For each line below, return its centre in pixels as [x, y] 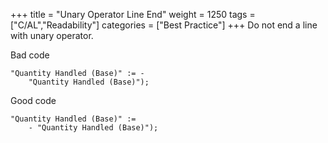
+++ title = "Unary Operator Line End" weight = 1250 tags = [133, 14]
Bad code [30, 55]
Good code [33, 100]
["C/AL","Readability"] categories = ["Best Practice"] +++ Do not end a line [164, 25]
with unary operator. [52, 35]
